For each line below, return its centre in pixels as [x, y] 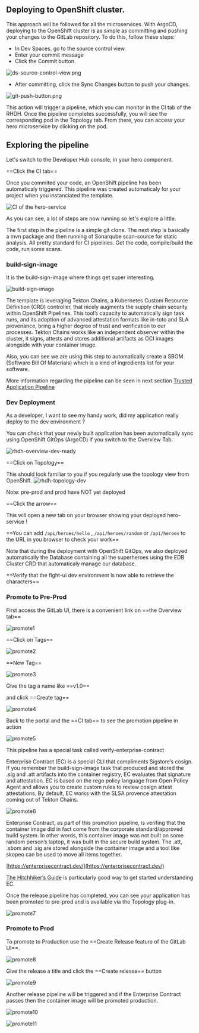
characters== [23, 582]
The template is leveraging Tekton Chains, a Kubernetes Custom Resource [97, 300]
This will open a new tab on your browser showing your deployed [86, 515]
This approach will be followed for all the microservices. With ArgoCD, [92, 24]
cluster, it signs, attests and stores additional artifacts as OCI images [90, 338]
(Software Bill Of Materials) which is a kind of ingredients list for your [90, 363]
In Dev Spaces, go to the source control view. [70, 48]
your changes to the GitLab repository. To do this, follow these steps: [91, 37]
